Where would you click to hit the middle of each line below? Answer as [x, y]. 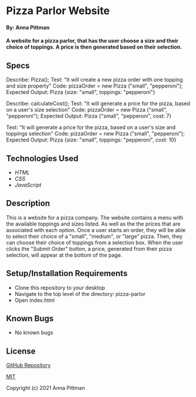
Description [28, 203]
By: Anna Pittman [28, 27]
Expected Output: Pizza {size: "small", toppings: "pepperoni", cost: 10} [91, 140]
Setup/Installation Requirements [67, 273]
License [21, 351]
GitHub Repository [29, 365]
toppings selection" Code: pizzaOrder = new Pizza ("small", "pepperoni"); [96, 134]
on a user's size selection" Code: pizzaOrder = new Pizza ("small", [87, 110]
